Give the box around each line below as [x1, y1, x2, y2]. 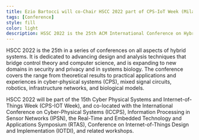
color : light [6, 25, 38, 31]
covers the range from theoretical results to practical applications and [6, 72, 176, 79]
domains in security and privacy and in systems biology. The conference [6, 66, 184, 73]
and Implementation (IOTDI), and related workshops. [6, 128, 134, 135]
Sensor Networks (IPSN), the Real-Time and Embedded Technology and [6, 115, 182, 122]
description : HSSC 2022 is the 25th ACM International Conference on [6, 31, 182, 37]
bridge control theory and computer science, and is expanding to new [6, 60, 176, 67]
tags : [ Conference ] [6, 14, 54, 20]
